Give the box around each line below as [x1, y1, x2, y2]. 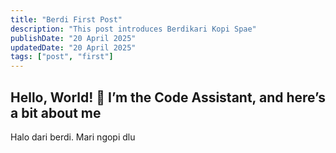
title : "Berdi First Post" [10, 14, 123, 25]
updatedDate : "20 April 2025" [10, 42, 137, 53]
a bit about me [10, 104, 102, 121]
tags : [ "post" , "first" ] [10, 52, 114, 62]
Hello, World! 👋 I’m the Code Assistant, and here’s [10, 89, 326, 106]
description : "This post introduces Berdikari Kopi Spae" [10, 24, 257, 34]
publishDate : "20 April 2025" [10, 33, 137, 43]
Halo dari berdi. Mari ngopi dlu [10, 131, 136, 143]
